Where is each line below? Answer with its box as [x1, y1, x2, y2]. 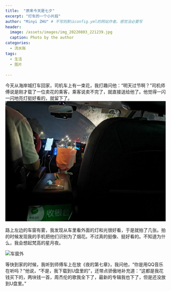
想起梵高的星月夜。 [22, 240, 64, 246]
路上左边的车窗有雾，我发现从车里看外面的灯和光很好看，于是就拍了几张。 [5, 227, 161, 234]
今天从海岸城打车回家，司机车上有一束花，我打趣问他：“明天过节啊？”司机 [5, 82, 161, 89]
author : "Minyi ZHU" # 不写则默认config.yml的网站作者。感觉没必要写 [5, 19, 143, 24]
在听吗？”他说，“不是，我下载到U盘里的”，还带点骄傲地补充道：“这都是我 [5, 268, 159, 274]
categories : [5, 41, 31, 46]
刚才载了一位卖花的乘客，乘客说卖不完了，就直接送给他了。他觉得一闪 [18, 89, 166, 95]
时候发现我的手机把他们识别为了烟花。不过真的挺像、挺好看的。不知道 [9, 234, 157, 240]
